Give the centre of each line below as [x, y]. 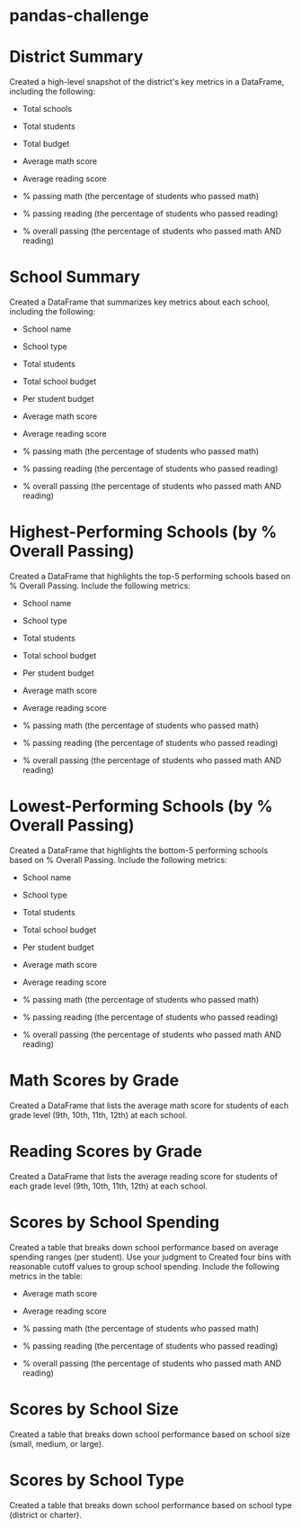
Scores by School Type [97, 1480]
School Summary [75, 277]
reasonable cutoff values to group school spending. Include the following [145, 1266]
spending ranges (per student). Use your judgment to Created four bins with [150, 1257]
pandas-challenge [80, 16]
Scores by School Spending [115, 1223]
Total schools [47, 109]
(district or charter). [46, 1514]
